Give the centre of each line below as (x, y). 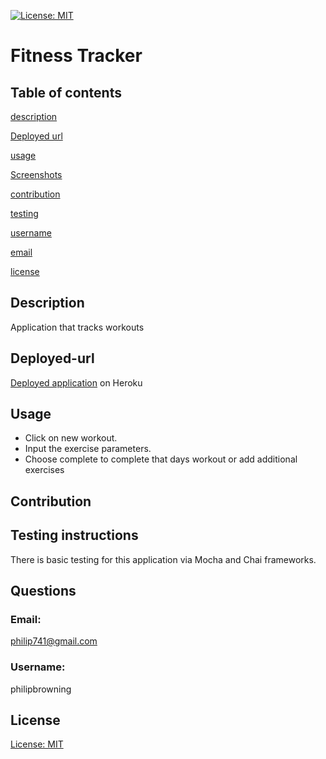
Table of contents (66, 92)
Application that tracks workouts (77, 327)
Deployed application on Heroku (76, 382)
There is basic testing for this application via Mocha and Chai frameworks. (163, 559)
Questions (43, 591)
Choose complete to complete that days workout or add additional (161, 459)
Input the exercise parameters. (88, 449)
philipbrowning (41, 689)
